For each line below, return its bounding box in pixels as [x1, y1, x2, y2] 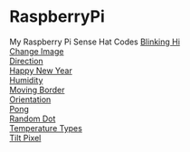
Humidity [9, 74, 43, 85]
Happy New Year [9, 65, 72, 76]
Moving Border [9, 84, 65, 95]
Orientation [9, 93, 52, 105]
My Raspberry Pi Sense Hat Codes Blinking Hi [9, 36, 181, 47]
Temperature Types [9, 122, 83, 133]
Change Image [9, 45, 64, 56]
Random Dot [9, 113, 56, 124]
